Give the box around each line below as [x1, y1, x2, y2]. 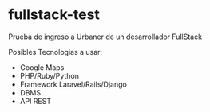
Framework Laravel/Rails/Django [19, 79, 128, 89]
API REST [19, 96, 52, 106]
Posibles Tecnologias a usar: [8, 47, 102, 56]
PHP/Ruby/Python [19, 71, 80, 80]
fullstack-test [8, 6, 100, 24]
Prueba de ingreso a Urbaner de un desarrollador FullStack [8, 32, 202, 41]
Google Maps [19, 62, 65, 72]
